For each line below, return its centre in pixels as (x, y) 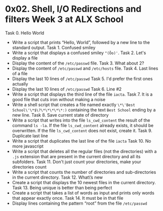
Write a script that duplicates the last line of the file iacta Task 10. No (81, 141)
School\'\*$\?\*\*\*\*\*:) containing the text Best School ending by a (84, 110)
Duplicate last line (30, 136)
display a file (25, 58)
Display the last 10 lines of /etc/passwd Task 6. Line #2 (67, 89)
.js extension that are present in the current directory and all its (76, 156)
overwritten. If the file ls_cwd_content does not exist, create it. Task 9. (82, 130)
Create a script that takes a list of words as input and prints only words (83, 193)
